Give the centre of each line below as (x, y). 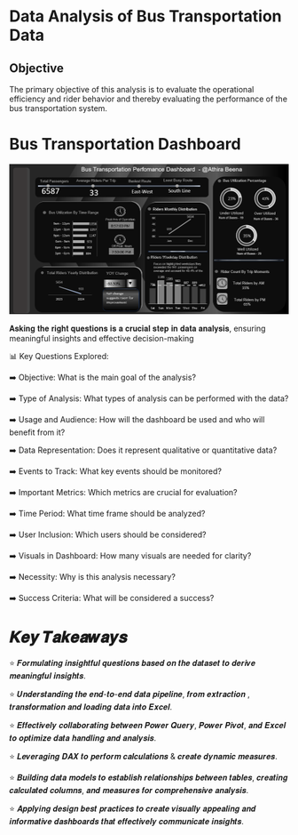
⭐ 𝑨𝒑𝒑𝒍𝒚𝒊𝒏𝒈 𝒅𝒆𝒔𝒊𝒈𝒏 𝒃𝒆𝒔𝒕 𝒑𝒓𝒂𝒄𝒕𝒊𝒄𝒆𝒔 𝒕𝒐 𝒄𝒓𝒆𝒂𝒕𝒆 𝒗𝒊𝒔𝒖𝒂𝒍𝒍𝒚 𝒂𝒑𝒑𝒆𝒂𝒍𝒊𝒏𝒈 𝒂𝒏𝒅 (133, 808)
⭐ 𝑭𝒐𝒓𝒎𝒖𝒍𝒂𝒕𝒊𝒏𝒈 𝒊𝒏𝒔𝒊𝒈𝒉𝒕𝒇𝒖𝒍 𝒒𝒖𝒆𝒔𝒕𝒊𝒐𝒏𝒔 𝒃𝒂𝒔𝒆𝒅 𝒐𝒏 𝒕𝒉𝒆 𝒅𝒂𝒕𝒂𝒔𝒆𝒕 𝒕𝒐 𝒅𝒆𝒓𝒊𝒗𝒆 (132, 662)
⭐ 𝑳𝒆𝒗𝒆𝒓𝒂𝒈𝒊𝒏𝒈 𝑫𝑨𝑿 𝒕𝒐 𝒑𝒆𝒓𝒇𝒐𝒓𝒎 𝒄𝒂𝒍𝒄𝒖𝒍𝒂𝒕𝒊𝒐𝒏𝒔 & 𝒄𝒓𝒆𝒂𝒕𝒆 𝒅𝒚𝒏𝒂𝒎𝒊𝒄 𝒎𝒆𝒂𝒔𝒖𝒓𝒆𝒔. (143, 756)
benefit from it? (37, 432)
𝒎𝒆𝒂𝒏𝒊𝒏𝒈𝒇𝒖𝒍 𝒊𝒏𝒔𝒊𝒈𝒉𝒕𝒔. (47, 675)
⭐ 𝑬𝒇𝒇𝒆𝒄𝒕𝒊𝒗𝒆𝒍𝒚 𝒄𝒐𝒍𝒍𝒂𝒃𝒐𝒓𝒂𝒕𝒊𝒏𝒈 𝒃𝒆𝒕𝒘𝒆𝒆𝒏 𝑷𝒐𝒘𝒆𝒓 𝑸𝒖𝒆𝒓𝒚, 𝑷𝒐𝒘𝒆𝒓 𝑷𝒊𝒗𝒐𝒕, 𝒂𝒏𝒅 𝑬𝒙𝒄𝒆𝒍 (148, 725)
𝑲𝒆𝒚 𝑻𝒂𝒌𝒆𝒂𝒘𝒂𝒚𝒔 (68, 637)
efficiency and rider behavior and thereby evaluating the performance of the (149, 99)
